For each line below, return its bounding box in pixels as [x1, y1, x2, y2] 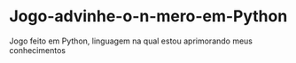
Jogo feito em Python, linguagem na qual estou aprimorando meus [9, 35, 253, 46]
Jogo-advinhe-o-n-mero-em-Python [9, 6, 288, 27]
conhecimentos [9, 44, 66, 55]
